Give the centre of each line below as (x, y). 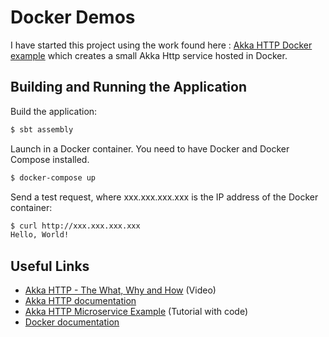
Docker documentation (72, 322)
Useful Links (50, 266)
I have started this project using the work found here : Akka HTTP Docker (161, 45)
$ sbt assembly (42, 129)
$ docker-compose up (53, 177)
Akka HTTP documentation (80, 301)
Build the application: (54, 111)
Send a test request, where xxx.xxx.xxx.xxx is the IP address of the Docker (164, 197)
